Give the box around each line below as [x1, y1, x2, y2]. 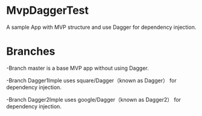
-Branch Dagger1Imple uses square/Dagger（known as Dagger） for [6, 76, 177, 84]
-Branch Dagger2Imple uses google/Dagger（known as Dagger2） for [6, 96, 181, 103]
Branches [6, 44, 55, 58]
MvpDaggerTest [6, 4, 89, 17]
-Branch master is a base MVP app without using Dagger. [6, 64, 149, 72]
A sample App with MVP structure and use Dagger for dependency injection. [6, 23, 197, 31]
